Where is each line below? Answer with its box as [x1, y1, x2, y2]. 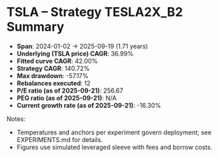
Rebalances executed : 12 [16, 79, 91, 87]
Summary [6, 19, 64, 35]
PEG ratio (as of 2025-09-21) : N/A [16, 93, 116, 102]
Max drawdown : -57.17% [16, 71, 89, 80]
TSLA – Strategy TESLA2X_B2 [6, 4, 183, 20]
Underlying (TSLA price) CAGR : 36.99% [16, 49, 134, 58]
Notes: [6, 114, 26, 123]
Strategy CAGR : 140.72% [16, 64, 90, 72]
